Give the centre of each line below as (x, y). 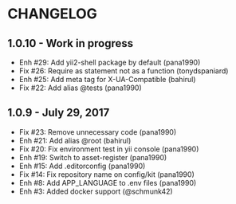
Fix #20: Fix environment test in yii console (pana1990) (109, 149)
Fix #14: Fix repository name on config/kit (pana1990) (106, 174)
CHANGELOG (52, 14)
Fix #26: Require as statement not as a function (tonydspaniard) (124, 71)
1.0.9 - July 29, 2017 (59, 113)
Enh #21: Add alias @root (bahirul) (75, 140)
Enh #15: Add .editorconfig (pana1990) (82, 166)
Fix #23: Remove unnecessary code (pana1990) (98, 131)
